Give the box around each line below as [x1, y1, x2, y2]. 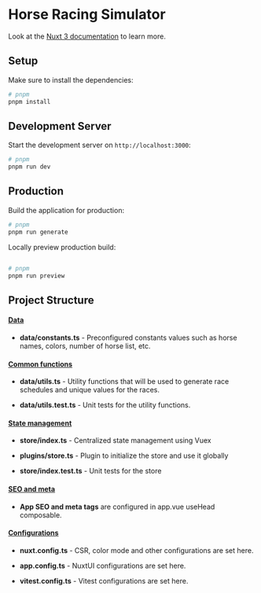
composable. [19, 510, 62, 520]
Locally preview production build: [8, 242, 116, 252]
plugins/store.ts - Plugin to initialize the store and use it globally [19, 451, 229, 461]
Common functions [8, 359, 73, 369]
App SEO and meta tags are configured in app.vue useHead [19, 502, 215, 511]
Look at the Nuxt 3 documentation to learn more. [8, 31, 167, 41]
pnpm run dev [8, 163, 51, 171]
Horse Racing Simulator [8, 6, 167, 24]
